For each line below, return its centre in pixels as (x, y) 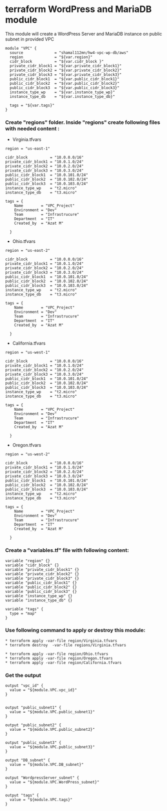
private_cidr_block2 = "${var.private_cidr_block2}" (66, 70)
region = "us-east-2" (28, 251)
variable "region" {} (28, 561)
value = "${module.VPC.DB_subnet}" (47, 765)
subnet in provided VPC (29, 39)
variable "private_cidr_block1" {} (42, 570)
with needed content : (32, 128)
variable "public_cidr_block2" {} (41, 587)
